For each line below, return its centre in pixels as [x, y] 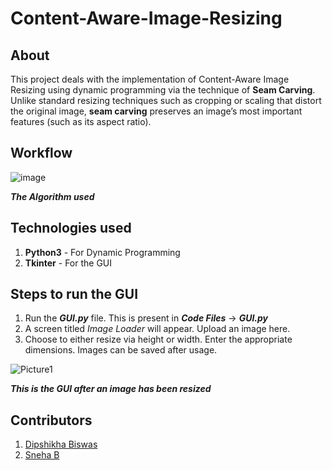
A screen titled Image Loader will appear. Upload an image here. [157, 329]
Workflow [41, 153]
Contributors [51, 420]
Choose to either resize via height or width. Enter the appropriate [158, 339]
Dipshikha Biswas [61, 444]
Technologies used [71, 228]
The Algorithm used [52, 196]
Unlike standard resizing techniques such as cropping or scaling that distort [166, 100]
